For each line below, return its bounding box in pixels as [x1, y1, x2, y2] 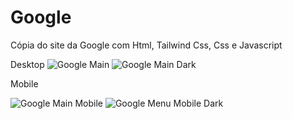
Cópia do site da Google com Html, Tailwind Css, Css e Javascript [10, 39, 283, 51]
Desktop [10, 58, 45, 70]
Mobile [10, 77, 39, 90]
